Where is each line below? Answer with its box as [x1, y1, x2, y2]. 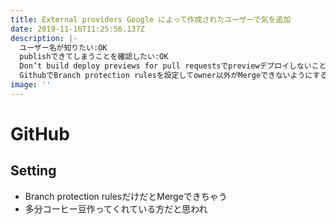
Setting [10, 162, 57, 180]
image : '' [10, 80, 52, 90]
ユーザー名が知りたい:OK [19, 42, 108, 53]
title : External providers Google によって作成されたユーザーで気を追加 [10, 14, 292, 25]
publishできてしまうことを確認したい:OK [19, 52, 169, 62]
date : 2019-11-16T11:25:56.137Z [10, 24, 145, 34]
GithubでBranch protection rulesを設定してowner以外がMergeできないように [19, 71, 313, 81]
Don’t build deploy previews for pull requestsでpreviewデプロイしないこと [19, 61, 327, 71]
